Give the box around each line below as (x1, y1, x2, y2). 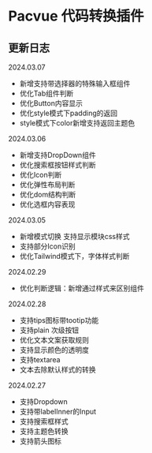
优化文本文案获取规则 (19, 335, 89, 344)
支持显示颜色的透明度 (19, 345, 89, 354)
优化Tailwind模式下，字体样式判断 (19, 252, 130, 260)
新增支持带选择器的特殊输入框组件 (19, 79, 131, 88)
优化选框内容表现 (19, 200, 76, 209)
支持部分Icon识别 (19, 241, 76, 251)
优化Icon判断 (19, 170, 62, 179)
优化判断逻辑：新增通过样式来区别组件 (19, 283, 144, 293)
